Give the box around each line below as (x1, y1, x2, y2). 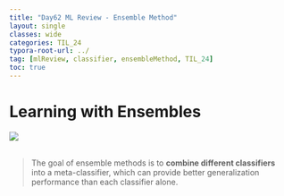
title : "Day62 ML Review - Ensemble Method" (9, 13, 178, 22)
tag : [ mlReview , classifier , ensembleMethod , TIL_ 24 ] (9, 55, 214, 64)
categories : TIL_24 (9, 38, 82, 47)
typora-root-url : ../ (9, 47, 90, 55)
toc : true (9, 64, 46, 72)
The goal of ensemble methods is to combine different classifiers (30, 158, 276, 168)
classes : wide (9, 30, 63, 38)
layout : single (9, 21, 66, 30)
